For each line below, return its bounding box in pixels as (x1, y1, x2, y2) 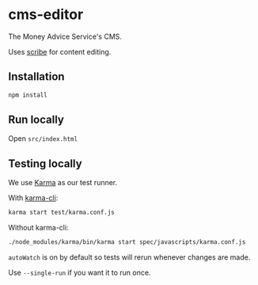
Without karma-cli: (8, 223, 69, 233)
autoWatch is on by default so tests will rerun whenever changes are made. (8, 253, 251, 262)
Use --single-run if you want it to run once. (8, 268, 151, 277)
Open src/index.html (8, 134, 78, 143)
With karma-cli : (8, 193, 59, 203)
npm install (8, 91, 47, 99)
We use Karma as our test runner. (8, 178, 118, 188)
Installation (8, 70, 65, 84)
